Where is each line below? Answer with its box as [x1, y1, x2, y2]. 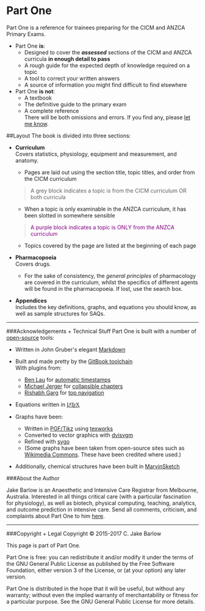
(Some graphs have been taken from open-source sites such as [24, 444, 185, 452]
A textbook [24, 94, 52, 101]
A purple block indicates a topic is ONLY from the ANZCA [30, 224, 175, 231]
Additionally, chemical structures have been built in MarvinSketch [15, 463, 180, 470]
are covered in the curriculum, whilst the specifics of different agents [24, 279, 198, 286]
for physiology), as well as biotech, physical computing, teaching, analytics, [6, 499, 196, 507]
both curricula [30, 193, 66, 200]
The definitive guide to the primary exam [24, 100, 127, 108]
